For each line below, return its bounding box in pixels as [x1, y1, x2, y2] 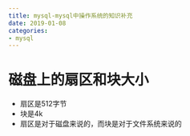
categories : [8, 26, 48, 34]
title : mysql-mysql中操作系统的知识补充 [8, 11, 133, 20]
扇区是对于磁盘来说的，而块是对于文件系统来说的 [19, 119, 182, 129]
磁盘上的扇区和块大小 [8, 71, 150, 89]
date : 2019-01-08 [8, 19, 67, 27]
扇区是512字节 [19, 99, 67, 109]
